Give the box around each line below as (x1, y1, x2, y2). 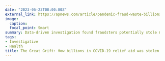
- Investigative (5, 39, 38, 44)
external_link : (5, 12, 36, 17)
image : (5, 16, 19, 21)
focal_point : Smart (9, 26, 50, 30)
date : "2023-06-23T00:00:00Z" (5, 7, 67, 12)
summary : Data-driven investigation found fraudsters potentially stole (5, 30, 157, 35)
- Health (5, 44, 23, 49)
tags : (5, 35, 16, 40)
